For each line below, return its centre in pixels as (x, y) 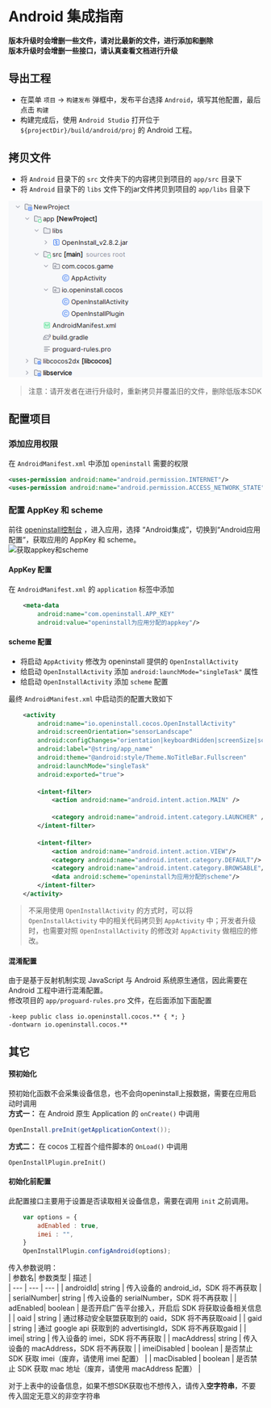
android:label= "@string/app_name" (95, 749)
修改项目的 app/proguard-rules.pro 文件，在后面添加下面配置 (110, 1001)
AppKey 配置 (30, 570)
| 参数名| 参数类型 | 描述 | (50, 1278)
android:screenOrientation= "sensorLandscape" (115, 732)
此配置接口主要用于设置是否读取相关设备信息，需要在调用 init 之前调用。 (131, 1200)
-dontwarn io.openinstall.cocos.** (68, 1025)
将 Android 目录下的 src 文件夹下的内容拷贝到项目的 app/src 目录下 (131, 179)
